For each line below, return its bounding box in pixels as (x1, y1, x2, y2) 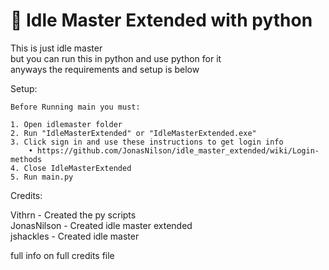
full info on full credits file (10, 249, 115, 261)
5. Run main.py (10, 172, 74, 182)
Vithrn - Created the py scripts (10, 209, 137, 221)
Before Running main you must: (10, 102, 141, 112)
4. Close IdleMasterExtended (10, 163, 132, 173)
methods (10, 154, 43, 164)
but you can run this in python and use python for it (10, 52, 222, 64)
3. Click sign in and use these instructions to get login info (10, 137, 284, 147)
